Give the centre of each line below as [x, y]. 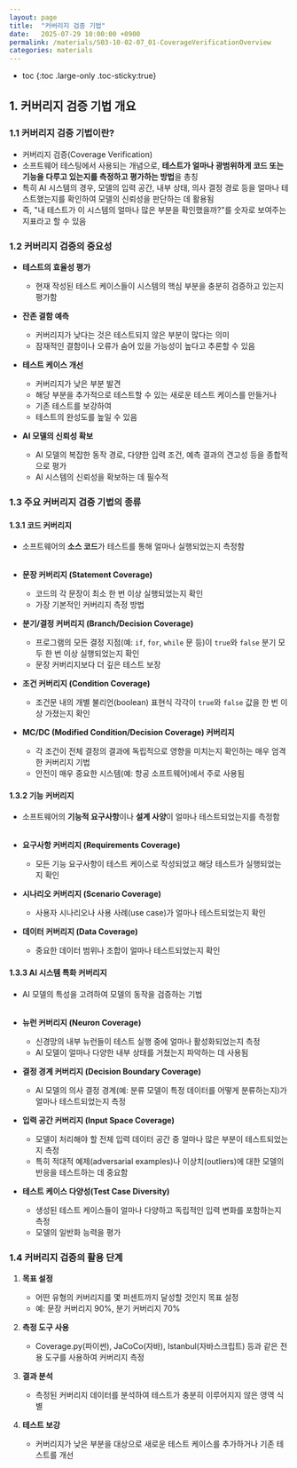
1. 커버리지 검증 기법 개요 [73, 106]
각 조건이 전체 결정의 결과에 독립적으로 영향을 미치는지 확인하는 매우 [152, 751]
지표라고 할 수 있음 [54, 221]
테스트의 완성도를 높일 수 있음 [86, 417]
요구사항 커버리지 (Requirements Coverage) [101, 845]
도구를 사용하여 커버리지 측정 [94, 1357]
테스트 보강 [41, 1424]
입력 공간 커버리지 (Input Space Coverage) [98, 1120]
